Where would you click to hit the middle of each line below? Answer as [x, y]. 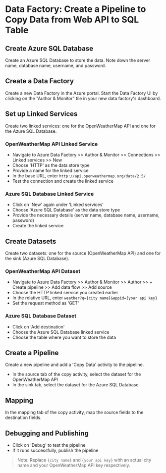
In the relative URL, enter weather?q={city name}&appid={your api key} [85, 298]
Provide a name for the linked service [51, 170]
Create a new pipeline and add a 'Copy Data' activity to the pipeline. [75, 365]
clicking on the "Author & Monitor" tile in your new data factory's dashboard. [83, 98]
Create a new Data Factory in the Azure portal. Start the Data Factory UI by [82, 93]
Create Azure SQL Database [49, 48]
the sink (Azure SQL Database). [37, 259]
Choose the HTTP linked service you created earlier [65, 293]
